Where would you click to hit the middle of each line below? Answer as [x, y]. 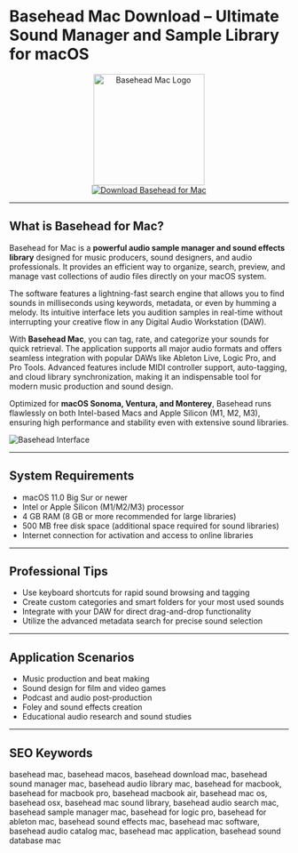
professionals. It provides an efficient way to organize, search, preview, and [147, 266]
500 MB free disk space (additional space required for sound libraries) [150, 526]
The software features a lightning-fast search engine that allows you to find [147, 293]
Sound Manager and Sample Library [144, 35]
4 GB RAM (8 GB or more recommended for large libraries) [129, 516]
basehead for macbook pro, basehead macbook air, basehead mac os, [138, 793]
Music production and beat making [86, 679]
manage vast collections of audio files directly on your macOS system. [138, 276]
